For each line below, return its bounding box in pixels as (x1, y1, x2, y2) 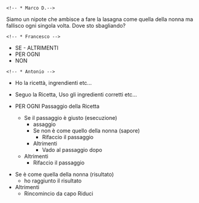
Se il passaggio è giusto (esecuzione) (24, 114, 118, 121)
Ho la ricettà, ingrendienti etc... (14, 80, 92, 86)
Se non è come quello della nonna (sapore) (33, 127, 141, 134)
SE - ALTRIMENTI (14, 45, 58, 51)
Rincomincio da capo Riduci (24, 190, 93, 197)
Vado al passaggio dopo (42, 146, 103, 153)
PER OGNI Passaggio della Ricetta (14, 102, 99, 110)
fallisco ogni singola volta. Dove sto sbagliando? (6, 22, 126, 29)
